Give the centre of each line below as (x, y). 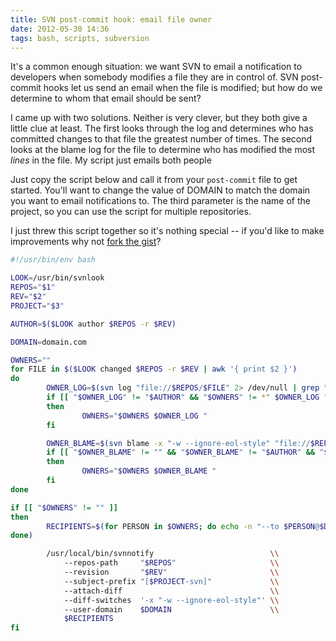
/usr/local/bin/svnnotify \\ (163, 554)
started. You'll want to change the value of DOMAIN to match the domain (160, 190)
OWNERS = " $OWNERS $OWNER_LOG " (144, 416)
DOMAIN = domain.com (48, 342)
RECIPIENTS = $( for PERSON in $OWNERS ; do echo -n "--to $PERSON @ (183, 526)
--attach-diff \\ (171, 591)
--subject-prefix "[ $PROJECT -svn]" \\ (171, 581)
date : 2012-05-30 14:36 (60, 29)
